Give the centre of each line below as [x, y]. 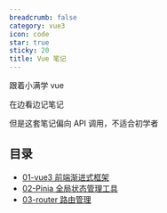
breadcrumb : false [43, 17]
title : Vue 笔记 [38, 59]
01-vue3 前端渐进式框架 [65, 177]
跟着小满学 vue [37, 85]
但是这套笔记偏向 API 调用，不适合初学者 [84, 123]
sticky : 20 [29, 51]
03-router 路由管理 [56, 199]
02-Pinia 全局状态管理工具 [70, 188]
